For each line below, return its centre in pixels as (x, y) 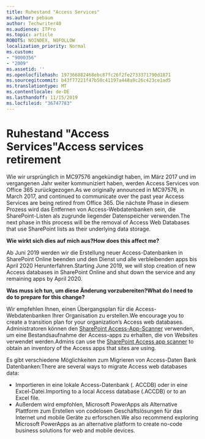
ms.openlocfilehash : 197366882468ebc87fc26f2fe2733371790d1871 (89, 75)
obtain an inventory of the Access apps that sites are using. (81, 348)
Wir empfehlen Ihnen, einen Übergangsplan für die (70, 309)
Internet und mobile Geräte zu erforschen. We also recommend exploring (107, 417)
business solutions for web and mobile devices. (75, 430)
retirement (34, 159)
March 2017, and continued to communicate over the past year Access (95, 196)
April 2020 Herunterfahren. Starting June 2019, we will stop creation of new (101, 265)
